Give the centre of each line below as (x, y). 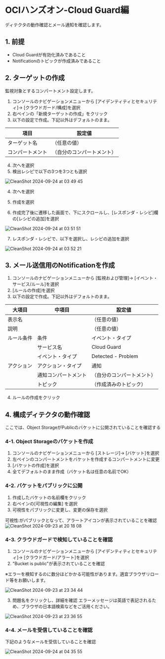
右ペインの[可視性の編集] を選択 (45, 503)
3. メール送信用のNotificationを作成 (60, 265)
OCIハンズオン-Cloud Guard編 (67, 10)
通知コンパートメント (62, 375)
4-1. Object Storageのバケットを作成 (49, 442)
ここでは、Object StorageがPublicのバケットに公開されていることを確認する (83, 427)
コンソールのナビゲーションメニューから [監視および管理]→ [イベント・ (85, 278)
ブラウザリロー (144, 574)
